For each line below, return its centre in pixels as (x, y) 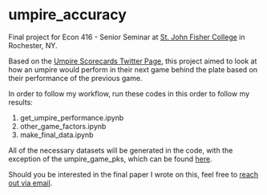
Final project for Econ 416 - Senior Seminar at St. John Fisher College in (127, 37)
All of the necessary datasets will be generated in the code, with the (121, 150)
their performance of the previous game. (75, 78)
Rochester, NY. (33, 45)
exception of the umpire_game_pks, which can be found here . (110, 159)
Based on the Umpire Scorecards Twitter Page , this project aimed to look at (133, 61)
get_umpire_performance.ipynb (72, 117)
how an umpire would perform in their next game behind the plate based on (133, 69)
